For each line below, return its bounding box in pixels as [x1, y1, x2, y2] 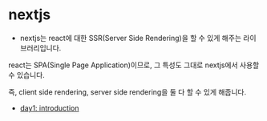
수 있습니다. [8, 70, 46, 79]
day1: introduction [19, 103, 79, 113]
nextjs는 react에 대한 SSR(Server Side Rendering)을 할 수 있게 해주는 [19, 33, 242, 42]
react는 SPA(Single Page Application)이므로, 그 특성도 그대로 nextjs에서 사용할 [8, 60, 260, 70]
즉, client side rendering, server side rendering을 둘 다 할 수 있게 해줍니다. [8, 87, 247, 97]
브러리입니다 [19, 42, 60, 53]
